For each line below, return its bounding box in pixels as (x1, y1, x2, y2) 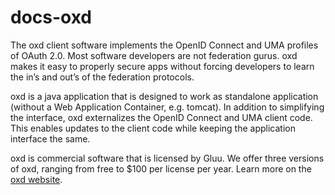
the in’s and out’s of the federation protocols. (10, 71, 195, 83)
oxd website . (10, 173, 63, 185)
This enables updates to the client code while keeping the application (10, 122, 296, 134)
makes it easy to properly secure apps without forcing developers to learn (10, 60, 315, 72)
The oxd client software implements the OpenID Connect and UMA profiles (10, 39, 319, 51)
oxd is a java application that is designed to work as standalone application (10, 90, 319, 102)
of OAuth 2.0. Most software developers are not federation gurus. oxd (10, 49, 298, 61)
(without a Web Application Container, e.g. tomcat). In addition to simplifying (10, 101, 325, 113)
